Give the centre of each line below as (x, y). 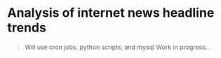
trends (27, 28)
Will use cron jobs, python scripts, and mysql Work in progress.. (116, 47)
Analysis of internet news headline (111, 13)
